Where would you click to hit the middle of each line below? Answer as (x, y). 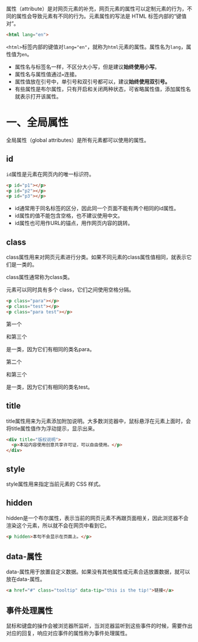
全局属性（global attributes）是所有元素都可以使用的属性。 (78, 140)
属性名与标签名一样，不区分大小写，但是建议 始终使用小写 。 (87, 66)
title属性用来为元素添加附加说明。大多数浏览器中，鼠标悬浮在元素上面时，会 (99, 421)
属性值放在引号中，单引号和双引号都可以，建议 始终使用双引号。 (92, 81)
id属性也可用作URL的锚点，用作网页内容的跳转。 (74, 223)
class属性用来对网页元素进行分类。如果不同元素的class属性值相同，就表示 (97, 257)
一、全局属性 (38, 123)
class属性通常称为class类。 (40, 277)
